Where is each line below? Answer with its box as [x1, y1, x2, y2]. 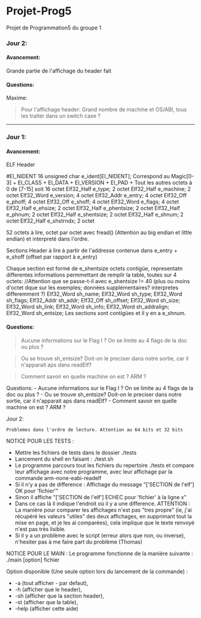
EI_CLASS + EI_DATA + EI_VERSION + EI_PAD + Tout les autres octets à [17, 179, 193, 187]
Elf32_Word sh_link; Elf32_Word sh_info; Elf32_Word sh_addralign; [6, 303, 169, 310]
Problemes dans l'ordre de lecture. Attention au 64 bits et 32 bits [6, 427, 184, 433]
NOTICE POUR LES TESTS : [6, 437, 74, 445]
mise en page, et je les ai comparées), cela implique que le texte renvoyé [14, 519, 195, 526]
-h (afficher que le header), [14, 586, 83, 593]
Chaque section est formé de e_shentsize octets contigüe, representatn [6, 265, 183, 272]
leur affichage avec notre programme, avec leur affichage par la [14, 468, 173, 475]
